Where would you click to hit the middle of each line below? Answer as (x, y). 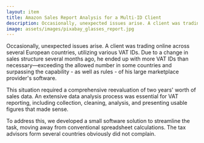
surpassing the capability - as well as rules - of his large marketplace (93, 72)
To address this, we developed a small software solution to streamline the (98, 121)
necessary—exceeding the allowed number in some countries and (89, 65)
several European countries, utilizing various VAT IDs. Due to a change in (97, 53)
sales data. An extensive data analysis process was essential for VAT (92, 96)
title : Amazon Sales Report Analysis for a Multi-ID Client (84, 18)
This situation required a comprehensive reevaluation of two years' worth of (101, 90)
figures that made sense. (37, 109)
